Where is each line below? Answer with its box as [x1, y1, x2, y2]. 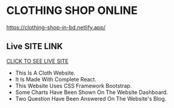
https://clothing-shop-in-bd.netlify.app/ [6, 24, 106, 31]
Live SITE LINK [6, 41, 63, 52]
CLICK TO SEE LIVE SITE [6, 57, 69, 64]
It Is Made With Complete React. [15, 75, 96, 83]
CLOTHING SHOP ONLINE [6, 4, 138, 18]
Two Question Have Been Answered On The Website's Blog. [15, 95, 167, 102]
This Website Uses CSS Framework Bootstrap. [15, 82, 132, 89]
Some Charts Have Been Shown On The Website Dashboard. [15, 89, 169, 96]
